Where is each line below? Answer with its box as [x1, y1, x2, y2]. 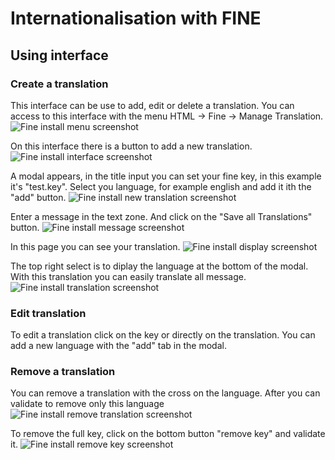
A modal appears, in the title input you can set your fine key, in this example [10, 170, 322, 182]
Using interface [10, 47, 109, 64]
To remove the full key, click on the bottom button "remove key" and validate [10, 428, 326, 440]
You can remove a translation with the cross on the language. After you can [10, 387, 321, 399]
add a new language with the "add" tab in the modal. [10, 340, 227, 352]
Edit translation [10, 306, 87, 320]
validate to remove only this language [10, 398, 165, 410]
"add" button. [10, 191, 67, 203]
